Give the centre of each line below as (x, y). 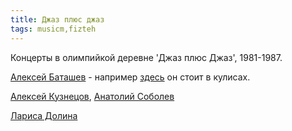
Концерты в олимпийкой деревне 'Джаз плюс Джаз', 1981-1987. (146, 57)
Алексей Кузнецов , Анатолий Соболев (92, 96)
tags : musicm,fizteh (53, 29)
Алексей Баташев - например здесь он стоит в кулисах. (130, 77)
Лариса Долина (44, 115)
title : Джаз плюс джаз (57, 19)
